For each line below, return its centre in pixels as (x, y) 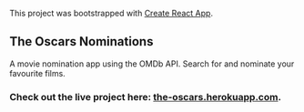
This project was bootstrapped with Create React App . (111, 13)
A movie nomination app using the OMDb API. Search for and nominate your (152, 64)
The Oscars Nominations (81, 41)
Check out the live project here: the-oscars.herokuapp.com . (146, 97)
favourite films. (37, 73)
